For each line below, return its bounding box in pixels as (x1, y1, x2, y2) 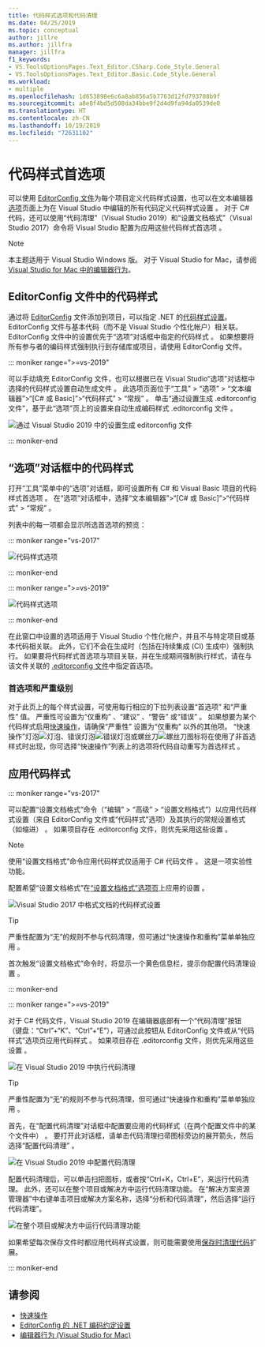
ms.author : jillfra (8, 41, 73, 49)
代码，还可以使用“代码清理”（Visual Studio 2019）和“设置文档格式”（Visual (8, 212, 252, 222)
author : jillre (8, 33, 58, 42)
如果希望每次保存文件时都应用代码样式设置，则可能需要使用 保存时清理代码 (8, 1237, 250, 1248)
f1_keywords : (8, 56, 51, 64)
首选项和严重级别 (8, 683, 73, 694)
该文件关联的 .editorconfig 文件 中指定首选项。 (8, 661, 158, 671)
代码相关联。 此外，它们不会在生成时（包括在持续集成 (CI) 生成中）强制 (14, 641, 248, 651)
